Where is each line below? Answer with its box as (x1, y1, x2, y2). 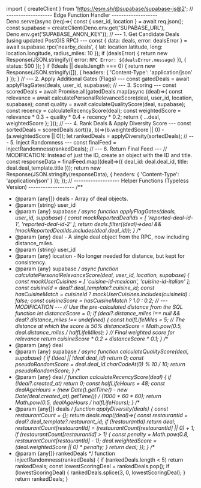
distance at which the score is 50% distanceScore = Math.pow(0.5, (14, 323, 182, 329)
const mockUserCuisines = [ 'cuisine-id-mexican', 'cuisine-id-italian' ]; (14, 278, 191, 285)
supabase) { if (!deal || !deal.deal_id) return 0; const (14, 354, 144, 362)
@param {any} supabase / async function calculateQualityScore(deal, (14, 348, 189, 355)
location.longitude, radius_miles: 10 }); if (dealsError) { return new (6, 50, 168, 56)
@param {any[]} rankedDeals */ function (14, 450, 115, 457)
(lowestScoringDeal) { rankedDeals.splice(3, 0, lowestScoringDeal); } (14, 469, 186, 476)
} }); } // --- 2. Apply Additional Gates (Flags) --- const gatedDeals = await (6, 75, 190, 82)
